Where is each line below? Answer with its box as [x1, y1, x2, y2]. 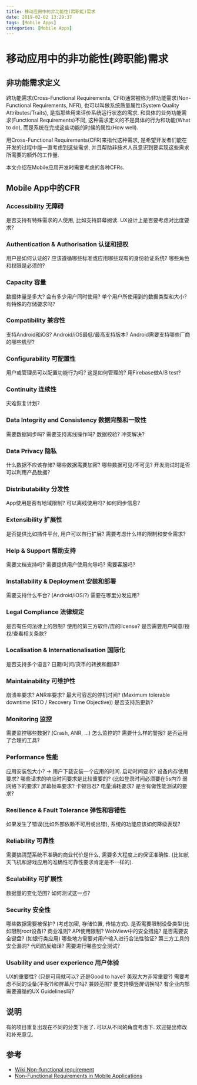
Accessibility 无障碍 [6, 202, 64, 210]
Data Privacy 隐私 [6, 447, 57, 455]
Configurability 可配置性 [6, 354, 76, 363]
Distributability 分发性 [6, 485, 69, 493]
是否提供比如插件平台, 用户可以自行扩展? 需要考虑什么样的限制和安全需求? [6, 530, 186, 537]
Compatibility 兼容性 [6, 317, 66, 325]
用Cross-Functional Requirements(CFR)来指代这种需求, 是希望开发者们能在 [6, 136, 187, 144]
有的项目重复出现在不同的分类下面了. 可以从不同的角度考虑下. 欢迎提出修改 [6, 1023, 187, 1031]
